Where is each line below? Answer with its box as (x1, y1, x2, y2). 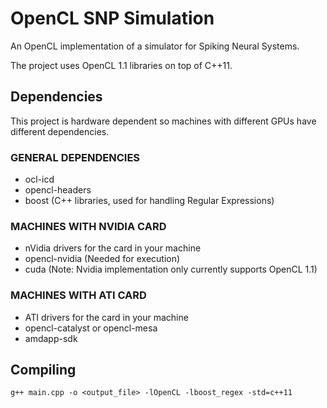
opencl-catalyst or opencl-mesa (24, 322, 158, 334)
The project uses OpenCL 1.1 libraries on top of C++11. (10, 59, 233, 71)
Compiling (10, 362, 77, 379)
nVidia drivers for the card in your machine (24, 242, 202, 254)
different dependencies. (10, 125, 110, 137)
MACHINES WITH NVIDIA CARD (10, 219, 167, 233)
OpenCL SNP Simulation (10, 7, 215, 30)
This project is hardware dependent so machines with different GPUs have (10, 115, 317, 127)
